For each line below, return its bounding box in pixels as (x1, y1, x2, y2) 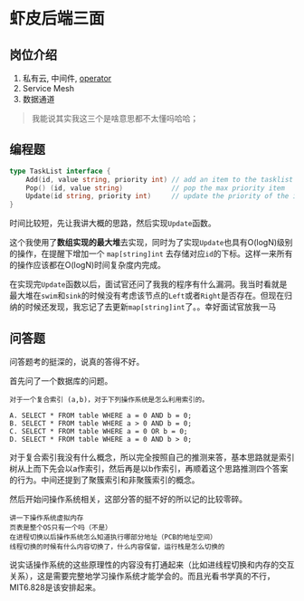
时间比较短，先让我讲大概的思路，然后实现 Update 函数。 (9, 218, 216, 229)
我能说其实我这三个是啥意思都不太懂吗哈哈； (31, 113, 199, 123)
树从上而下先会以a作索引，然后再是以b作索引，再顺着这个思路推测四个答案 (9, 463, 289, 473)
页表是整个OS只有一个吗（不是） (9, 523, 112, 532)
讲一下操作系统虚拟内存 (9, 513, 84, 522)
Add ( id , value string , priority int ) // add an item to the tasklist (25, 175, 294, 184)
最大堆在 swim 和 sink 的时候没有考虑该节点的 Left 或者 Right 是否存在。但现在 (9, 291, 285, 301)
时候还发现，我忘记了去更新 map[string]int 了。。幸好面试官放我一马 (24, 301, 277, 312)
